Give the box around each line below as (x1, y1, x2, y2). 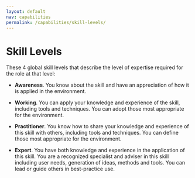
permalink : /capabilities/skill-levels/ (6, 19, 107, 25)
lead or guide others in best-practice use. (14, 165, 115, 173)
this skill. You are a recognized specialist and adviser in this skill (14, 153, 169, 160)
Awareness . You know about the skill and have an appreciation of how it (14, 81, 189, 88)
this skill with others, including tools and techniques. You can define (14, 129, 179, 136)
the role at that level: (6, 70, 56, 77)
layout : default (6, 8, 46, 15)
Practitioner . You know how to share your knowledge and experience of (14, 123, 189, 130)
